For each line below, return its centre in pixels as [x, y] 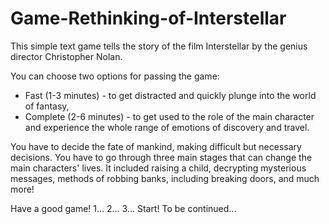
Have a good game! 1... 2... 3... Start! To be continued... [123, 208]
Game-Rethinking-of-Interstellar [148, 18]
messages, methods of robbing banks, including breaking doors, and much [165, 178]
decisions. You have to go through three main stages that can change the [161, 157]
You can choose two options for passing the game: [115, 76]
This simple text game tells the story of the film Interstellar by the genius [159, 46]
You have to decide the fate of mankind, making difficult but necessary [156, 146]
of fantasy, [47, 106]
